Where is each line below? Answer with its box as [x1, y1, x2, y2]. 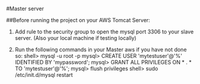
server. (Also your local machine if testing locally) [14, 35, 137, 41]
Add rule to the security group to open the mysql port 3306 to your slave [14, 28, 194, 35]
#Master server [6, 5, 44, 12]
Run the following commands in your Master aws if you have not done [14, 46, 187, 53]
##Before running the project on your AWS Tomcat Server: [6, 17, 150, 23]
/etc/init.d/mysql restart [14, 71, 73, 78]
